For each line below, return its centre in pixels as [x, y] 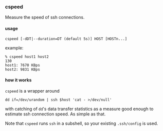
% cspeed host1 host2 [27, 57]
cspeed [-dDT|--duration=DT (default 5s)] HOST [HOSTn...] [66, 39]
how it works [18, 80]
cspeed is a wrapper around [32, 91]
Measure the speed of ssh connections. [45, 17]
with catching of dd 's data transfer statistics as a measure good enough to [79, 109]
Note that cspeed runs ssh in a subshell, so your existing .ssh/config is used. [81, 123]
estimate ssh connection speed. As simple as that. [55, 114]
